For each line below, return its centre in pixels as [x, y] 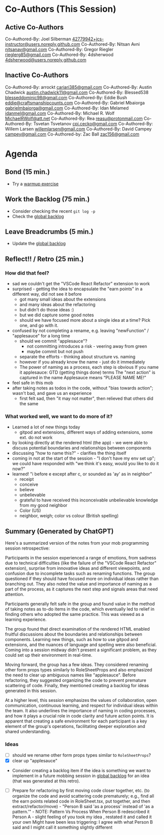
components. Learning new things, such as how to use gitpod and [72, 640]
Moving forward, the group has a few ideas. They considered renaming [77, 665]
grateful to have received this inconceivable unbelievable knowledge [89, 500]
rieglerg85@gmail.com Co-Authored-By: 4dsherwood [59, 55]
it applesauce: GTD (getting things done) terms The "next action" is [87, 372]
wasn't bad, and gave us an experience [52, 393]
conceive [29, 484]
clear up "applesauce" [35, 760]
